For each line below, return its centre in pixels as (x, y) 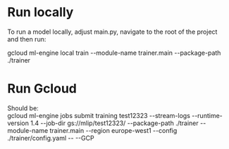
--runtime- (207, 115)
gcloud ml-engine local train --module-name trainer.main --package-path (114, 53)
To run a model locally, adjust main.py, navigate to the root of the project (112, 32)
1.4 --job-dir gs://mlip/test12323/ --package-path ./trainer (114, 123)
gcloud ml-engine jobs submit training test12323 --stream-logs (99, 115)
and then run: (27, 39)
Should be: (23, 108)
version (18, 123)
